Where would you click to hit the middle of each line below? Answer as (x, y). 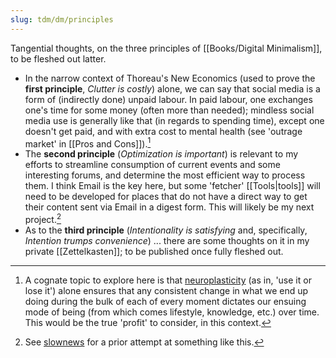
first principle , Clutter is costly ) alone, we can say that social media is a (172, 88)
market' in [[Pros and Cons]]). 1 (88, 143)
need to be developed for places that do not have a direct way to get (166, 197)
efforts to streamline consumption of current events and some (152, 165)
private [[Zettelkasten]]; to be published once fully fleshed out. (154, 251)
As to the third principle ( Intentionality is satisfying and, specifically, (166, 230)
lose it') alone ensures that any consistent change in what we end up (166, 290)
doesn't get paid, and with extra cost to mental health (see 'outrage (163, 131)
